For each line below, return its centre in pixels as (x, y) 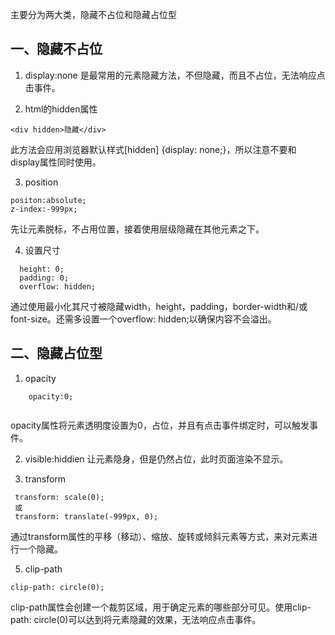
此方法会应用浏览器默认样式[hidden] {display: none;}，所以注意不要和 (153, 149)
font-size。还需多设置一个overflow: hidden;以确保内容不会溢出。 (143, 319)
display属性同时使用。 (56, 162)
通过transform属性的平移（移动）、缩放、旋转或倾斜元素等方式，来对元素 (160, 536)
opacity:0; (51, 396)
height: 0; (42, 269)
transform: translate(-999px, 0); (86, 516)
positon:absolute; (48, 200)
